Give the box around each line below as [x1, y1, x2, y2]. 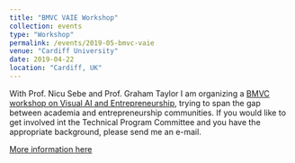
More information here [9, 143, 93, 154]
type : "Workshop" [9, 30, 75, 39]
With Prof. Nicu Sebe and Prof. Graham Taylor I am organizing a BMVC [9, 87, 270, 99]
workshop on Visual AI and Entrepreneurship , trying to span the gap [9, 97, 261, 108]
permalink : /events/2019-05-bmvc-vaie [9, 38, 155, 48]
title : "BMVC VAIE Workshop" [9, 13, 119, 23]
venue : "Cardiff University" [9, 47, 119, 56]
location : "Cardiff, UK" [9, 64, 103, 73]
